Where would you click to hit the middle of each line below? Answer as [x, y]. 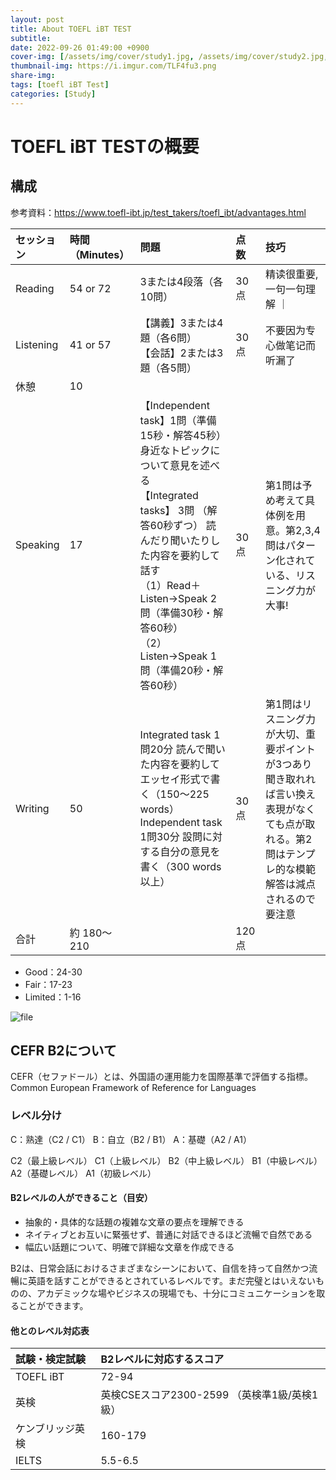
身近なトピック [175, 450]
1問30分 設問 [171, 836]
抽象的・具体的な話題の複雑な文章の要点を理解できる [134, 1222]
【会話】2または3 [181, 353]
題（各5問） [168, 368]
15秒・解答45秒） [180, 435]
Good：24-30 [53, 972]
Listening [37, 344]
